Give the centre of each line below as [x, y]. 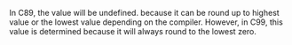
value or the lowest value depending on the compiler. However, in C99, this [146, 22]
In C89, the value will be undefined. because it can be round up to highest [144, 13]
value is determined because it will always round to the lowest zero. [133, 31]
